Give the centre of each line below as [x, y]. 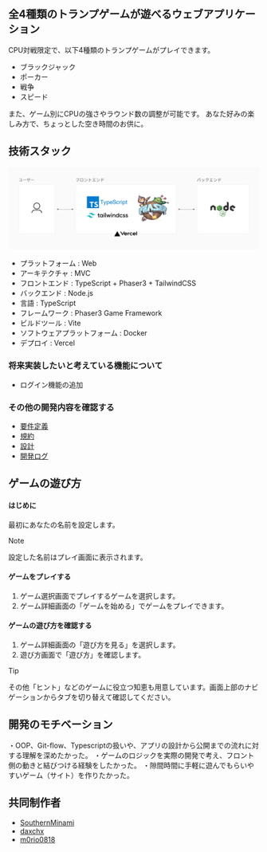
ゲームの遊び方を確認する [50, 626]
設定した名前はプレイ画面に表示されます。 [78, 557]
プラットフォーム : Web [58, 263]
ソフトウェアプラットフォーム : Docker [83, 333]
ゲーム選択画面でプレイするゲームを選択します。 [100, 595]
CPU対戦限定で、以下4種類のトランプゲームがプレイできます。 [112, 49]
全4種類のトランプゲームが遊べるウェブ [106, 14]
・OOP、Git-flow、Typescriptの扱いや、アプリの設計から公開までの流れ [127, 745]
